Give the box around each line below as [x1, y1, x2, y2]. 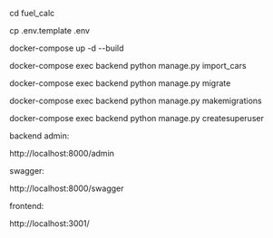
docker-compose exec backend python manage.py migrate [9, 78, 231, 89]
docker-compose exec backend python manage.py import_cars [9, 61, 247, 71]
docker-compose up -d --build [9, 43, 124, 53]
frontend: [9, 201, 44, 211]
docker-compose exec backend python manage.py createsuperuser [9, 113, 265, 123]
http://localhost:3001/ [9, 218, 91, 229]
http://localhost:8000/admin [9, 148, 115, 158]
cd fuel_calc [9, 8, 55, 18]
